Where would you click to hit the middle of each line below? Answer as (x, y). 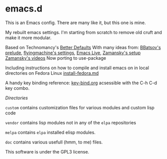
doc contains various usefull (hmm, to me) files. (54, 142)
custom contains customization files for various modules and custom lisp (80, 107)
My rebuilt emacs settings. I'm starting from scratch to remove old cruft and (84, 32)
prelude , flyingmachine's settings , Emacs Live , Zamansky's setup (73, 53)
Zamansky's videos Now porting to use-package (56, 58)
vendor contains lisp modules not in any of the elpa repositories (71, 122)
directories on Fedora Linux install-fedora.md (52, 73)
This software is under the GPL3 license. (47, 151)
